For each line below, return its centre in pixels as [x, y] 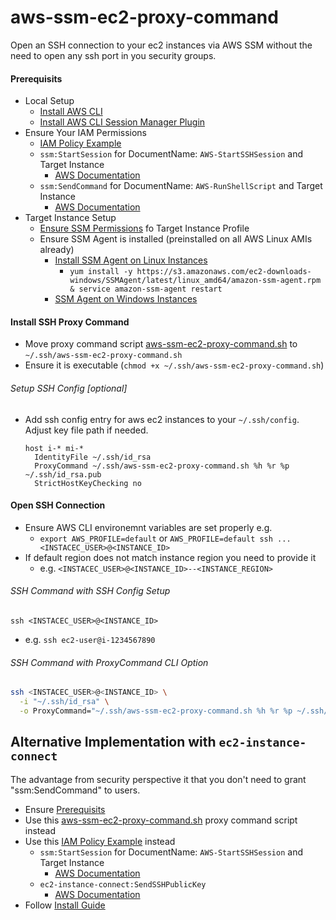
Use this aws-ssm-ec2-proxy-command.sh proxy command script [161, 820]
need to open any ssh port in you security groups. [113, 55]
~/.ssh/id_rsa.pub [63, 474]
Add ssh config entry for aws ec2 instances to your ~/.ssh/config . [162, 419]
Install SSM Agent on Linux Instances [131, 260]
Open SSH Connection [58, 505]
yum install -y [101, 272]
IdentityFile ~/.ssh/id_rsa [93, 457]
